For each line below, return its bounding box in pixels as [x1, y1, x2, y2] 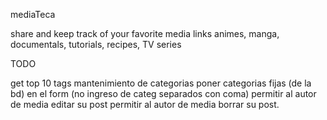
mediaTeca [10, 9, 56, 20]
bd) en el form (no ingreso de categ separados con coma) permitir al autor [10, 88, 317, 99]
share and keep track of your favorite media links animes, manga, [10, 28, 280, 39]
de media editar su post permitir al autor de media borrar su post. [10, 99, 280, 110]
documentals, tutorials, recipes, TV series [10, 39, 182, 50]
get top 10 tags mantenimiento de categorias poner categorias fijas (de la [10, 77, 312, 89]
